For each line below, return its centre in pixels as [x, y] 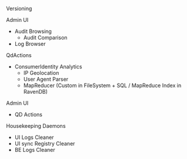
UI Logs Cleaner [34, 137]
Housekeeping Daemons [36, 126]
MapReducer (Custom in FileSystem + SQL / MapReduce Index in [102, 85]
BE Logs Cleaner [35, 150]
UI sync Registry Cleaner [45, 143]
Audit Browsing [33, 31]
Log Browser [30, 44]
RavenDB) [36, 92]
